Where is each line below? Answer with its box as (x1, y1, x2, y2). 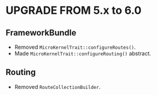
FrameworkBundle (5, 28, 77, 38)
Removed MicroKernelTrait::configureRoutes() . (14, 43, 136, 51)
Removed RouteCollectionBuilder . (14, 83, 101, 90)
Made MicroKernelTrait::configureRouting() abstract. (14, 50, 152, 57)
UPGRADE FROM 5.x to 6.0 (5, 4, 142, 17)
